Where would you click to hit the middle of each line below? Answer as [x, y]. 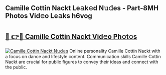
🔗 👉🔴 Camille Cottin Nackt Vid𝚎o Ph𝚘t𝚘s [71, 37]
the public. [16, 67]
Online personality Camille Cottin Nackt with [115, 51]
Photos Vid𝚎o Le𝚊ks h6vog [49, 16]
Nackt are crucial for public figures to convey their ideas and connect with [82, 62]
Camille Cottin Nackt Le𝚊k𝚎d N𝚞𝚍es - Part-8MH [82, 8]
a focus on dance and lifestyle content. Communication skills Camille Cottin [83, 56]
